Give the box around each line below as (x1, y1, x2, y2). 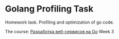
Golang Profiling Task (5, 3, 94, 14)
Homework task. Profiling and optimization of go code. (5, 19, 114, 25)
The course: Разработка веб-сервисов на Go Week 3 (5, 28, 114, 34)
